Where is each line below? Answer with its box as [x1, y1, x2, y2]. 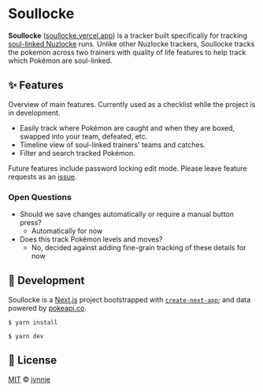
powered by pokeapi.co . [8, 303, 87, 312]
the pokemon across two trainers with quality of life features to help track [8, 47, 246, 57]
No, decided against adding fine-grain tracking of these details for [31, 243, 246, 253]
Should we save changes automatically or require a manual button [19, 209, 235, 219]
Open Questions [8, 191, 72, 202]
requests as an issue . [8, 172, 77, 181]
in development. [8, 108, 61, 117]
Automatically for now [31, 226, 103, 236]
